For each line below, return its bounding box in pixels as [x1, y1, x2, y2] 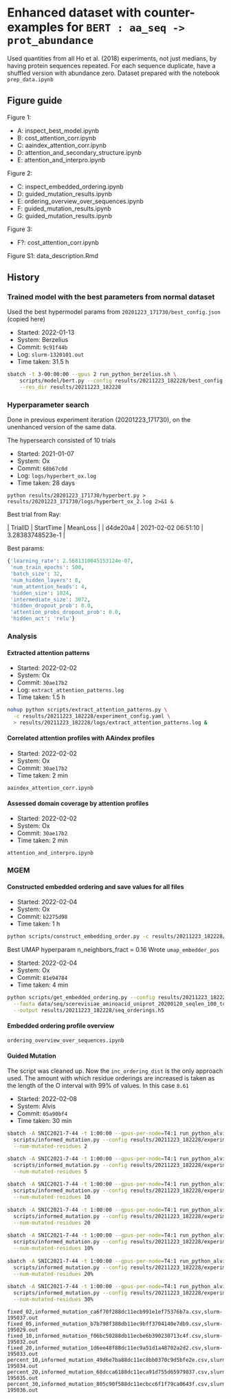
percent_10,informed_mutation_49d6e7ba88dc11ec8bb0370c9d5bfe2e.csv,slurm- [7, 1357, 229, 1364]
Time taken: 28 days [16, 479, 76, 487]
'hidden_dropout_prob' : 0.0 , [10, 602, 94, 610]
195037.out [7, 1314, 38, 1322]
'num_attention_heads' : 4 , [10, 583, 88, 590]
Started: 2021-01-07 [16, 449, 74, 458]
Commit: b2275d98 [16, 912, 68, 921]
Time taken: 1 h [16, 920, 60, 928]
